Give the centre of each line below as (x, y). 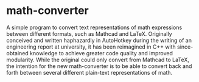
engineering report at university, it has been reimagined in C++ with (91, 47)
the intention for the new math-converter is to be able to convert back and (99, 66)
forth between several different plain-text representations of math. (89, 72)
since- (185, 47)
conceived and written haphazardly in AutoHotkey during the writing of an (99, 40)
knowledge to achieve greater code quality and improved (101, 53)
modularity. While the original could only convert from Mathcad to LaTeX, (98, 60)
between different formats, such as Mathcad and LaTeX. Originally (89, 33)
